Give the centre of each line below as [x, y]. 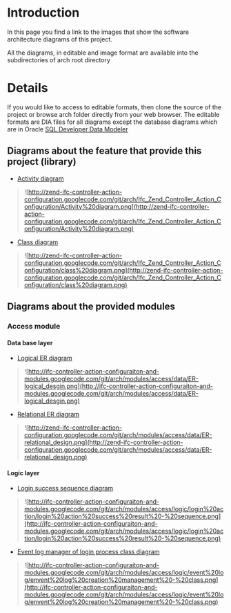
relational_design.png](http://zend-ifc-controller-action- [103, 442]
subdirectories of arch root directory [59, 60]
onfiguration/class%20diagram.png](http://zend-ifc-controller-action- [123, 270]
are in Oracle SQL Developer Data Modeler [68, 129]
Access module [34, 326]
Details [28, 88]
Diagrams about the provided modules [91, 307]
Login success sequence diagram [65, 488]
